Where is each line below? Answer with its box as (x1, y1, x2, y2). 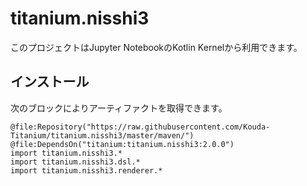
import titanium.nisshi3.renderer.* (10, 165, 163, 176)
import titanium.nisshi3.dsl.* (10, 157, 141, 167)
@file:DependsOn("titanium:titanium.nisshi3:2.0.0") (10, 139, 235, 149)
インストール (10, 73, 90, 91)
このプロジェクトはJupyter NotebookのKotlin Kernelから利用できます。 (10, 41, 303, 53)
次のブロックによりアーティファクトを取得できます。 (10, 102, 228, 114)
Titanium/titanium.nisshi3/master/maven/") (10, 130, 195, 141)
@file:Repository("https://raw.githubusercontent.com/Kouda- (10, 122, 271, 132)
